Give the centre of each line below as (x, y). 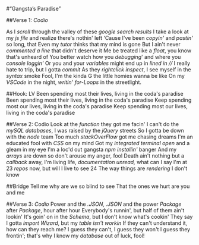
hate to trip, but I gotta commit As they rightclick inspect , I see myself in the (99, 70)
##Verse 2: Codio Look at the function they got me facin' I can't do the (93, 124)
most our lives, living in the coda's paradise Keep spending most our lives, (97, 106)
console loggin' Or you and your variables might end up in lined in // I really (98, 63)
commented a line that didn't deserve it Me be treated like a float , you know (99, 51)
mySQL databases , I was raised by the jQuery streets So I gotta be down (95, 131)
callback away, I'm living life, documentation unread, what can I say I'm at (97, 162)
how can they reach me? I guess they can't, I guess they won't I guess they (98, 229)
